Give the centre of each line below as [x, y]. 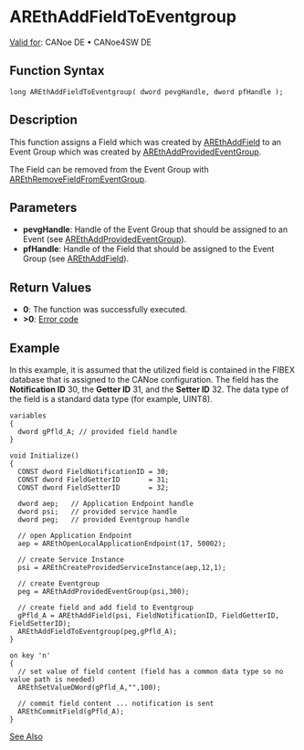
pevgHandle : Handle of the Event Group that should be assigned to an [155, 229]
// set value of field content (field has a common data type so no [151, 671]
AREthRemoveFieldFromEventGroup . [79, 179]
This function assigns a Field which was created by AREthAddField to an [145, 142]
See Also [26, 736]
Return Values [51, 287]
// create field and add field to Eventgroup [106, 607]
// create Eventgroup [59, 584]
